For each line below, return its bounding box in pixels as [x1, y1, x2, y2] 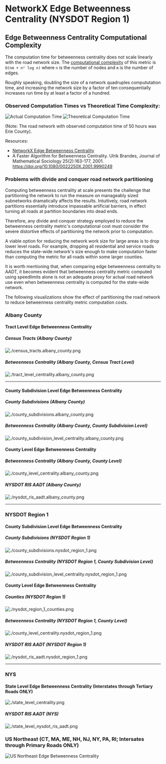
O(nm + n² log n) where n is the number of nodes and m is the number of [5, 65, 154, 70]
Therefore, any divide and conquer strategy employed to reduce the [5, 218, 143, 223]
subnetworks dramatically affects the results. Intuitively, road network [5, 198, 147, 204]
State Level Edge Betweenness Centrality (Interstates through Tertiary [5, 683, 153, 689]
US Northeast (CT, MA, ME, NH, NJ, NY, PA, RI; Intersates [5, 736, 145, 743]
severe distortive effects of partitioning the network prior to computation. [5, 228, 154, 234]
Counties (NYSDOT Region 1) [5, 594, 66, 600]
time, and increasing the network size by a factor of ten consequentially [5, 85, 151, 91]
